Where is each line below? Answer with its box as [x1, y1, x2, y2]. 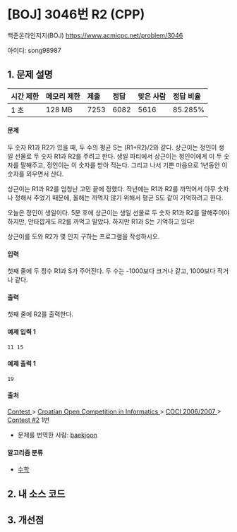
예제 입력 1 [7, 327, 37, 336]
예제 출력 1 [7, 359, 37, 368]
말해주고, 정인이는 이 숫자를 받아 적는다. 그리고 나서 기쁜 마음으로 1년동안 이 [20, 160, 228, 169]
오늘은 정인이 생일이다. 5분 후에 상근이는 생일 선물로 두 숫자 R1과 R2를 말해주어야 [7, 208, 230, 217]
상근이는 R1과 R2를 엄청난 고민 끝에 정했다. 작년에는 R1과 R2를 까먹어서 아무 [7, 184, 217, 193]
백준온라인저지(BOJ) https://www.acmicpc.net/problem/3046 [7, 31, 183, 40]
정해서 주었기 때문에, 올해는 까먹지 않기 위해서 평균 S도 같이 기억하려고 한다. [14, 193, 224, 202]
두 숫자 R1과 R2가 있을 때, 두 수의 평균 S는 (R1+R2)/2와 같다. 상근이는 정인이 [7, 143, 217, 152]
